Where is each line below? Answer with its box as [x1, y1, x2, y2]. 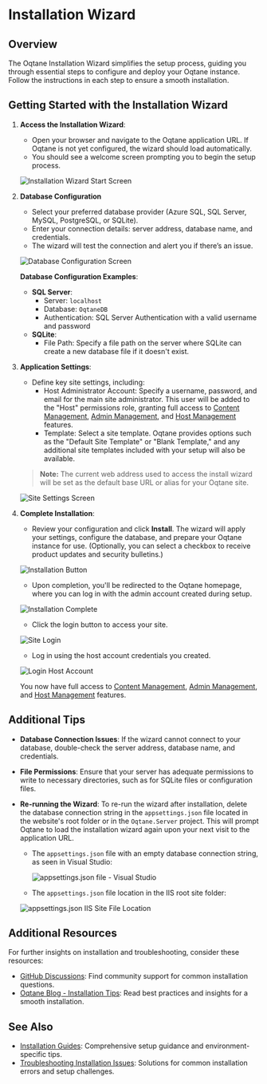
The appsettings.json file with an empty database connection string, [31, 848, 259, 858]
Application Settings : [19, 361, 92, 372]
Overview [8, 37, 58, 51]
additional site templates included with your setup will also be [43, 445, 245, 455]
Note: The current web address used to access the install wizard [39, 469, 253, 479]
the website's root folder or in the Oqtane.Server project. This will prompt [19, 816, 259, 826]
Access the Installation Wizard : [19, 120, 126, 129]
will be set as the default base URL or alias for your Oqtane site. [39, 477, 249, 487]
